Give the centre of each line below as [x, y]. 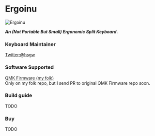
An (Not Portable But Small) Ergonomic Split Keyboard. [62, 31]
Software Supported [30, 67]
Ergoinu [21, 9]
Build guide [19, 95]
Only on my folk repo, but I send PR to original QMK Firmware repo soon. [77, 83]
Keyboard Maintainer [30, 44]
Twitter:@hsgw [20, 55]
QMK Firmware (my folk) [30, 78]
